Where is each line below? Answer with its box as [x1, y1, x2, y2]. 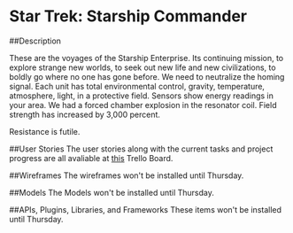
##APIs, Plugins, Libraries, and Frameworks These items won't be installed [9, 204, 281, 214]
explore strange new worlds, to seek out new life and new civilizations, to [9, 62, 276, 73]
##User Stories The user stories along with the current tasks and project [9, 144, 274, 154]
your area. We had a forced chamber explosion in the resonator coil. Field [9, 99, 277, 110]
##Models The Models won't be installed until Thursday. [9, 187, 215, 198]
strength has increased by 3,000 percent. [9, 109, 161, 120]
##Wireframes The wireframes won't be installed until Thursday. [9, 170, 244, 181]
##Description [9, 35, 62, 46]
